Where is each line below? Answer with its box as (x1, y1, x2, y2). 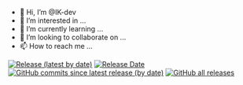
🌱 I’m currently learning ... (19, 24, 104, 33)
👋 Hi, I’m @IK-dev (19, 8, 76, 17)
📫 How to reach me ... (19, 42, 93, 50)
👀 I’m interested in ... (19, 16, 87, 25)
